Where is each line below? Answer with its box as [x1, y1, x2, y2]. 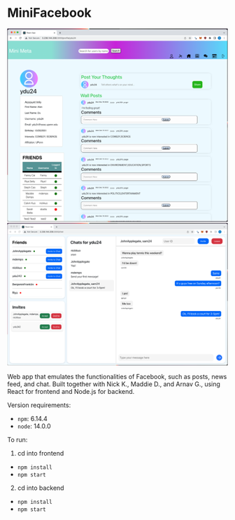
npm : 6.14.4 [17, 414, 48, 423]
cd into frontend [17, 449, 64, 457]
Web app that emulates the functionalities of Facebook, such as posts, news [7, 372, 227, 381]
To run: [7, 435, 28, 444]
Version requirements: [7, 401, 71, 409]
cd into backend [17, 484, 64, 492]
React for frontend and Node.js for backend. [7, 387, 135, 395]
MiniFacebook [7, 5, 92, 21]
